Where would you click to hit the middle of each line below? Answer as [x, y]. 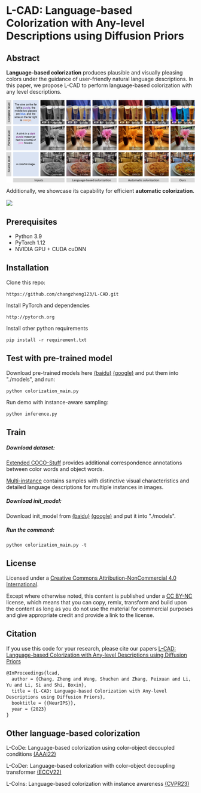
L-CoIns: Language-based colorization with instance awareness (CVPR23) [98, 784]
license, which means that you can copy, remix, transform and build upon [97, 602]
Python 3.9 [28, 236]
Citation [22, 634]
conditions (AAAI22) [31, 754]
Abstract [23, 58]
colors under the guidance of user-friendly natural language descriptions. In [100, 79]
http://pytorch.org [31, 317]
